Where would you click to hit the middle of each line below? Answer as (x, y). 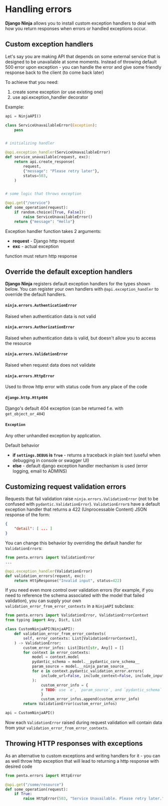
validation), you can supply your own (43, 601)
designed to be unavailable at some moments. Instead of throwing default (81, 62)
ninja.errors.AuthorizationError (40, 327)
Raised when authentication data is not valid (51, 316)
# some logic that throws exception (43, 194)
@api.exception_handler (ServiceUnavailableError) (58, 152)
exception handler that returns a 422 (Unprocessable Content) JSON (76, 509)
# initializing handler (30, 143)
